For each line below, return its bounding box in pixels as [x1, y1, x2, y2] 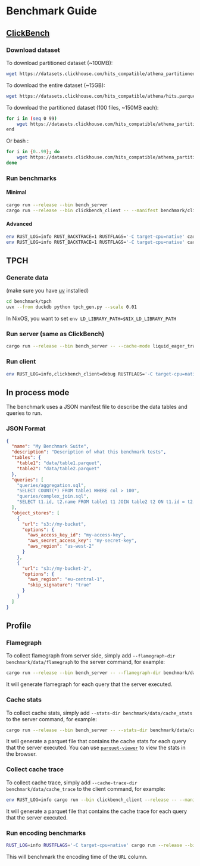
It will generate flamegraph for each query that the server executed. [6, 681, 173, 688]
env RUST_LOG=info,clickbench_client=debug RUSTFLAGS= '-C [6, 371, 153, 377]
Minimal [6, 189, 27, 196]
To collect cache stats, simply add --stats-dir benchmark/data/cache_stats [6, 709, 193, 716]
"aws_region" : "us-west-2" [27, 544, 95, 550]
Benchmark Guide [6, 4, 97, 18]
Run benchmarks [6, 174, 57, 182]
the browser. [6, 750, 37, 758]
